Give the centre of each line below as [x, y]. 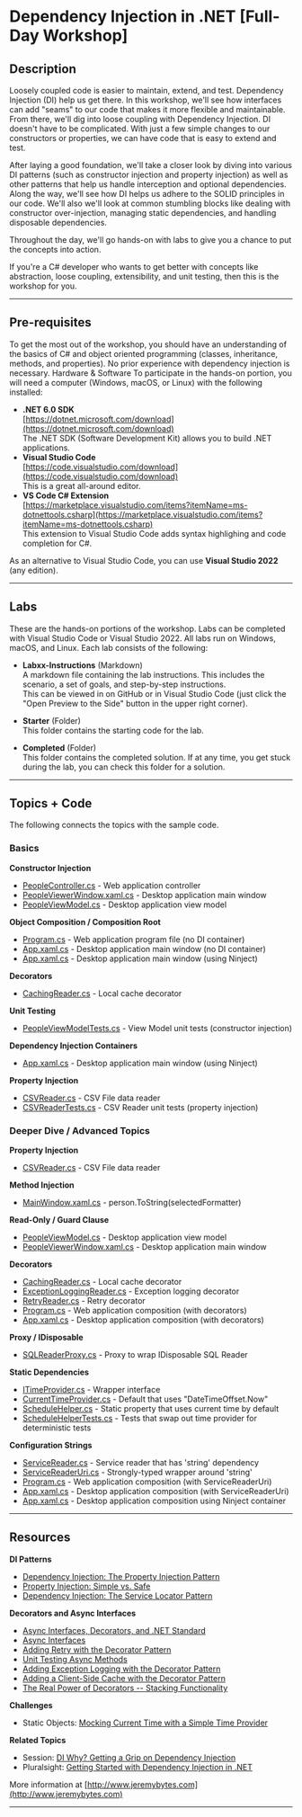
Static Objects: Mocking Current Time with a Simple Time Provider [145, 1723]
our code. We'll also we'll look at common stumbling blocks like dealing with [150, 203]
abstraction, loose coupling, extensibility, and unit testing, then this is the [144, 276]
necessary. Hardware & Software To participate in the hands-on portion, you [151, 373]
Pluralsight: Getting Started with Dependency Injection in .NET [138, 1767]
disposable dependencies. [58, 223]
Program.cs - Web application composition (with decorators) [134, 1311]
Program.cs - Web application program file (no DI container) [133, 939]
